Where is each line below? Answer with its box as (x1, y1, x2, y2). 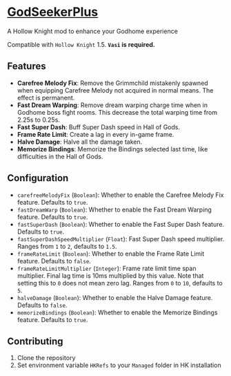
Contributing (7, 335, 63, 347)
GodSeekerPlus (7, 4, 99, 20)
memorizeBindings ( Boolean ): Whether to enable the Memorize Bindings (17, 308, 219, 317)
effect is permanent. (17, 93, 75, 102)
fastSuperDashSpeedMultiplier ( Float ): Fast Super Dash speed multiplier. (17, 234, 225, 243)
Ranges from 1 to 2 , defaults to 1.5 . (17, 242, 117, 250)
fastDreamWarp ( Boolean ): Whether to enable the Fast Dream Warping (17, 205, 212, 214)
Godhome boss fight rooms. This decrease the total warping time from (17, 108, 218, 116)
